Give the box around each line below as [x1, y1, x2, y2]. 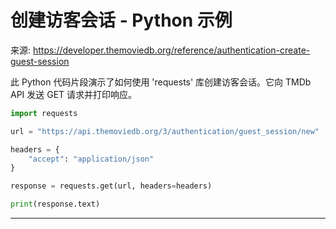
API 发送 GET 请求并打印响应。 [10, 88, 138, 100]
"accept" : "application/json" [28, 154, 155, 164]
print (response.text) [10, 199, 101, 210]
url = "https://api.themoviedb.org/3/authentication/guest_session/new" [10, 126, 320, 136]
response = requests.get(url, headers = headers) [10, 181, 213, 191]
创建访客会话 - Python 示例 [10, 9, 233, 32]
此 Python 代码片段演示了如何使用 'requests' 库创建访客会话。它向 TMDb [10, 76, 312, 88]
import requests [10, 108, 78, 118]
